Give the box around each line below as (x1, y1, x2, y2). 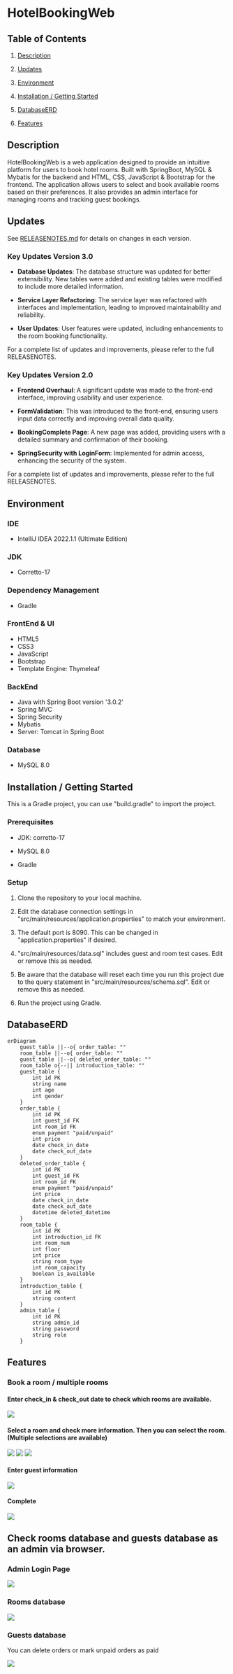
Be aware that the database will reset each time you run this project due (17, 970, 225, 978)
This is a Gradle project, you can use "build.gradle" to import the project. (7, 800, 216, 808)
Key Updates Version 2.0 (7, 370, 93, 379)
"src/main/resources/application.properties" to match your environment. (17, 915, 225, 923)
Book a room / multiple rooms (7, 1377, 109, 1387)
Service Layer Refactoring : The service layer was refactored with (17, 295, 207, 304)
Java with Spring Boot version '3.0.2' (17, 698, 124, 706)
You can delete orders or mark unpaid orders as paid (7, 1646, 159, 1654)
